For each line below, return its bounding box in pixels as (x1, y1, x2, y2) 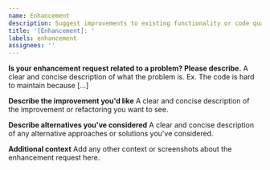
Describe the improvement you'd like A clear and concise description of (8, 96, 250, 106)
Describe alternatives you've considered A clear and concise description (8, 120, 255, 130)
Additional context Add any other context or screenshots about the (8, 144, 232, 154)
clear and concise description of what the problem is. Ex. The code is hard (8, 72, 255, 82)
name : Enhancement (8, 11, 70, 20)
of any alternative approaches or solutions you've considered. (8, 129, 214, 139)
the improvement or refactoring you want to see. (8, 105, 169, 115)
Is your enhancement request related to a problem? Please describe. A (8, 63, 249, 73)
